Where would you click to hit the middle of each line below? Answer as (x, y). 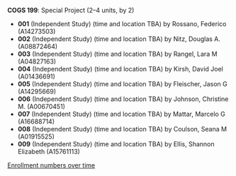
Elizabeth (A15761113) (49, 152)
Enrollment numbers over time (51, 165)
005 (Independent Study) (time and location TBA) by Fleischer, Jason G (123, 84)
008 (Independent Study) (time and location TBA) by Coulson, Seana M (122, 129)
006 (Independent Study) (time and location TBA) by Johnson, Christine (123, 99)
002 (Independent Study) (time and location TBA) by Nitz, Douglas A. (119, 39)
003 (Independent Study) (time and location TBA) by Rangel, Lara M (117, 54)
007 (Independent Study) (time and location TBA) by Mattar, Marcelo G (121, 114)
